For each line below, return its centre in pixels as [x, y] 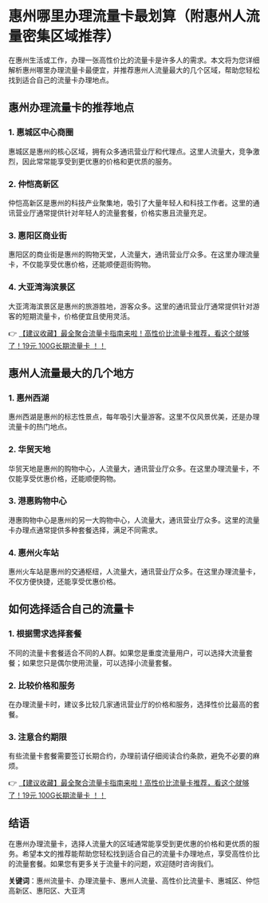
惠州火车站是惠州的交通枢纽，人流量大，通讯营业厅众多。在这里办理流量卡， [134, 571]
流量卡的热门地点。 [40, 427]
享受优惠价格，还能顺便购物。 [71, 478]
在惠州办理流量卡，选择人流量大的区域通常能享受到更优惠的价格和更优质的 [130, 844]
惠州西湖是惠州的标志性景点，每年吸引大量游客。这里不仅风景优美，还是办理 [134, 417]
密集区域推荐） [72, 36]
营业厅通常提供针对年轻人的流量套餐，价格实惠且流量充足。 [113, 213]
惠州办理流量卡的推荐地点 [71, 107]
